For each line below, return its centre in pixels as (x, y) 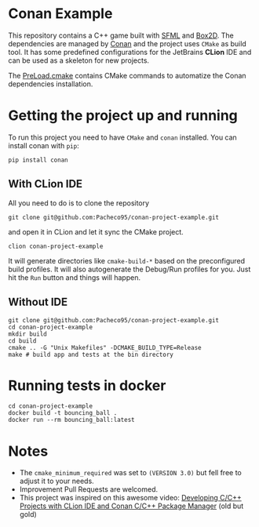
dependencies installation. (51, 84)
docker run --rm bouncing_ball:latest (71, 420)
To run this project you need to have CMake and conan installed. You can (122, 137)
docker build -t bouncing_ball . (63, 413)
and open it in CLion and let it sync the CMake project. (96, 231)
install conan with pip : (44, 145)
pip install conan (38, 160)
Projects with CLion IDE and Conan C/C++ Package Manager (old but (131, 506)
